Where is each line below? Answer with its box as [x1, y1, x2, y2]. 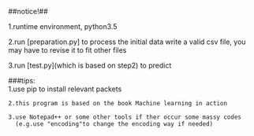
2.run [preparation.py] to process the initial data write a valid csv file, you [8, 37, 246, 46]
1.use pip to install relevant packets [8, 84, 122, 94]
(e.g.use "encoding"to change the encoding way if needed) [15, 120, 214, 128]
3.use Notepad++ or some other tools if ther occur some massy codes [8, 113, 242, 121]
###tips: [8, 76, 35, 85]
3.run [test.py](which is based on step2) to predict [8, 61, 172, 70]
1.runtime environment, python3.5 [8, 22, 118, 31]
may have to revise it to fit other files [8, 46, 127, 54]
